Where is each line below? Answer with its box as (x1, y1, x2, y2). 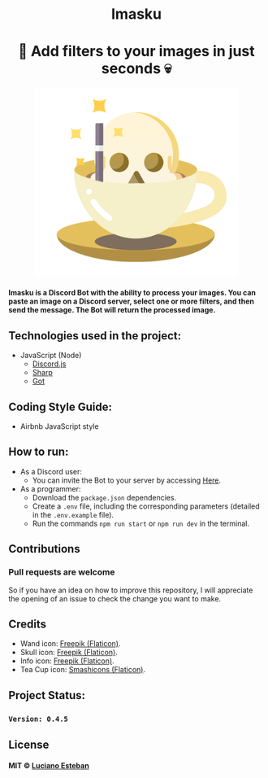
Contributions (8, 542, 80, 556)
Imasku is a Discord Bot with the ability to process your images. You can (8, 288, 257, 298)
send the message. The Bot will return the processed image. (8, 305, 216, 315)
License (8, 738, 50, 752)
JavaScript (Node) (19, 351, 82, 361)
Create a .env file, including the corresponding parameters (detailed (32, 501, 260, 511)
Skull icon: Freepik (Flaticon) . (19, 648, 118, 658)
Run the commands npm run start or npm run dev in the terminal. (32, 518, 250, 528)
